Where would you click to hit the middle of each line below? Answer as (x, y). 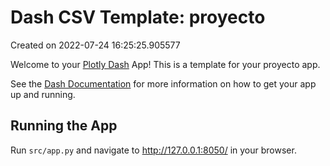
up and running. (43, 94)
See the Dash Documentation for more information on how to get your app (163, 83)
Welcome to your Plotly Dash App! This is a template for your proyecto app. (165, 64)
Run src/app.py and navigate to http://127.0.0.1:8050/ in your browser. (153, 150)
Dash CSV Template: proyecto (138, 17)
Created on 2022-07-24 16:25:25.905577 (95, 45)
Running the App (64, 126)
